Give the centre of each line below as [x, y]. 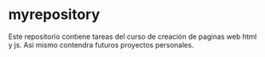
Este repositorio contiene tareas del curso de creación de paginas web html [132, 36]
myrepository [54, 15]
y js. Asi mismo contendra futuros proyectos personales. [101, 44]
